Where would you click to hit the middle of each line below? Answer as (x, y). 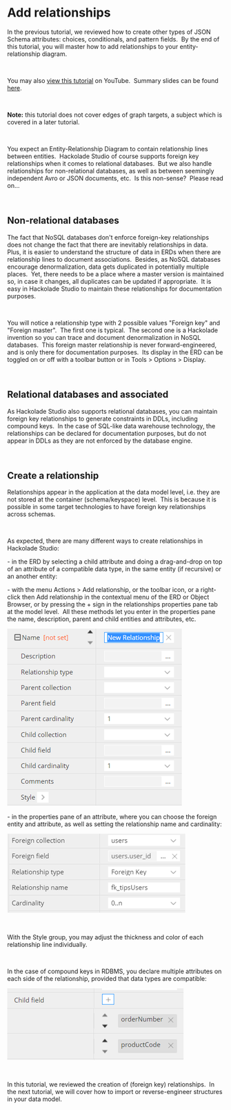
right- (208, 590)
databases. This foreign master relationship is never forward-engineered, (112, 345)
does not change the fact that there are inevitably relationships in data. (108, 245)
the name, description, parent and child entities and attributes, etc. (102, 619)
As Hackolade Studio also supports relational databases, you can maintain (112, 411)
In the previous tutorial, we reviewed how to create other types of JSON (109, 32)
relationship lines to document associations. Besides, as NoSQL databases (114, 259)
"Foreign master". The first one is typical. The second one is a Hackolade (113, 330)
